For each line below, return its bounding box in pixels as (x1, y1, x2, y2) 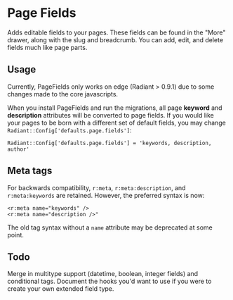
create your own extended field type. (7, 285, 114, 293)
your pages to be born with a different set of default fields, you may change (7, 118, 226, 127)
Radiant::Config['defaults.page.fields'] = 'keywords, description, (7, 139, 212, 146)
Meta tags (7, 165, 53, 177)
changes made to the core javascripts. (7, 89, 118, 98)
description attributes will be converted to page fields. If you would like (7, 111, 214, 119)
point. (7, 230, 25, 239)
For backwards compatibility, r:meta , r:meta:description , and (7, 183, 186, 192)
